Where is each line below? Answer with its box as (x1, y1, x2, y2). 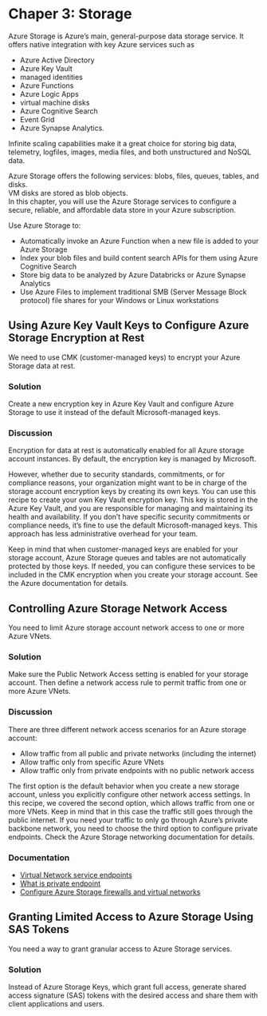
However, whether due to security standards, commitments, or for (8, 469, 225, 480)
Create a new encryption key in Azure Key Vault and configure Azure (8, 399, 234, 408)
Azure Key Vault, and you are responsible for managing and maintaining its (8, 504, 253, 513)
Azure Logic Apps (19, 89, 80, 98)
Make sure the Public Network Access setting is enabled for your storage (8, 669, 249, 679)
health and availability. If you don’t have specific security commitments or (8, 512, 250, 522)
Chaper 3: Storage (8, 5, 132, 23)
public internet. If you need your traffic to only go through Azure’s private (8, 815, 249, 824)
